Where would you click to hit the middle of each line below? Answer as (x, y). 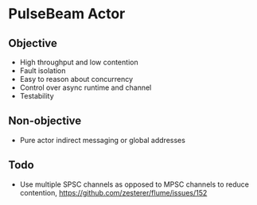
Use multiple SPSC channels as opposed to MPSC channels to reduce (134, 184)
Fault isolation (43, 71)
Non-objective (45, 121)
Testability (37, 96)
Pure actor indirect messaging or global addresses (102, 140)
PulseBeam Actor (67, 14)
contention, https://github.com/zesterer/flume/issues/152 (113, 192)
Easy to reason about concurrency (76, 79)
